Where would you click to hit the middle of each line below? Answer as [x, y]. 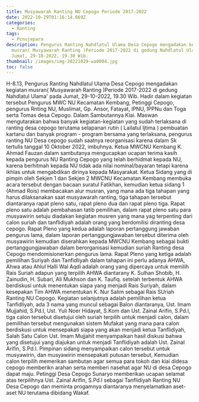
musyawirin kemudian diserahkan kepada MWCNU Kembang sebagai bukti [98, 242]
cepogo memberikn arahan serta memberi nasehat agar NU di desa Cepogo [99, 368]
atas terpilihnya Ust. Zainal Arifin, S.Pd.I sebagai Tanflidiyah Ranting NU [93, 380]
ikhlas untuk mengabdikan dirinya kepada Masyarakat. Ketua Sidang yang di [99, 172]
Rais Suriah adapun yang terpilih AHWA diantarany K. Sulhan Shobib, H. [94, 273]
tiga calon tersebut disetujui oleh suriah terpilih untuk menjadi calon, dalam [98, 317]
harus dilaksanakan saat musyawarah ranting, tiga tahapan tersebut [89, 197]
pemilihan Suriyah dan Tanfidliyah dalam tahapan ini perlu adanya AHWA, [96, 260]
